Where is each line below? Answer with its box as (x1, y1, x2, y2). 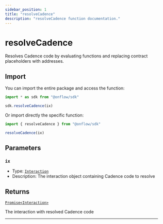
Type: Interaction (12, 168, 49, 174)
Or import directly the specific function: (5, 112, 84, 118)
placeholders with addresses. (5, 58, 64, 64)
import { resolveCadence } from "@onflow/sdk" (5, 121, 101, 126)
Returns (5, 188, 30, 196)
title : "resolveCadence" (5, 12, 55, 17)
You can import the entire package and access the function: (5, 86, 125, 91)
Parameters (5, 144, 41, 152)
